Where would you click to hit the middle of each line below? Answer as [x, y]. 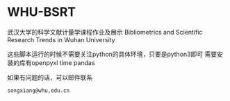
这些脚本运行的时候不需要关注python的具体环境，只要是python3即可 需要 [112, 54]
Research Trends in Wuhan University [61, 39]
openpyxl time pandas [63, 62]
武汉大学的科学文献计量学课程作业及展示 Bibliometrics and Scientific [105, 32]
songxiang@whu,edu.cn [39, 91]
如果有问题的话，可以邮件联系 [50, 77]
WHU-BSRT [42, 12]
